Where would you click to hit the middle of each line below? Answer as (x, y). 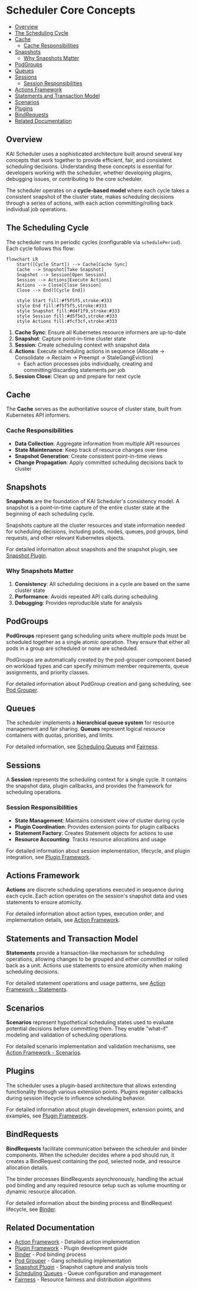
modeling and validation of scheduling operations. (67, 1035)
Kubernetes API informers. (38, 415)
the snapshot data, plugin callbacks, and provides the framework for (89, 786)
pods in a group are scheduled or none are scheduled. (72, 648)
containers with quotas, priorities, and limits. (60, 735)
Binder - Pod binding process (50, 1255)
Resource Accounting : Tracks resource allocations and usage (90, 839)
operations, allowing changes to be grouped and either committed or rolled (97, 959)
